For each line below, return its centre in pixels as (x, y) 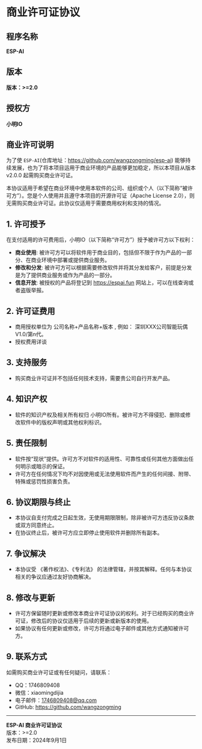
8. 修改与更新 (31, 597)
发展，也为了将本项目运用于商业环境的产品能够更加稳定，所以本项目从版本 (103, 168)
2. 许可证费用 (31, 311)
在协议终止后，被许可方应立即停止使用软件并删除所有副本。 (89, 533)
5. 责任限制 (26, 443)
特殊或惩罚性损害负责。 (44, 481)
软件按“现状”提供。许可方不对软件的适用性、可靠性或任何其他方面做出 (102, 459)
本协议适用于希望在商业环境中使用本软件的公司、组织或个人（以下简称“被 (97, 188)
